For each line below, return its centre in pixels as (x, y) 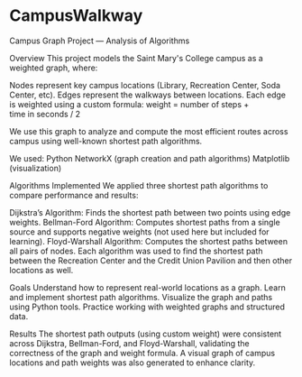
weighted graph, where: (54, 68)
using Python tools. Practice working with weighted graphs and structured (147, 307)
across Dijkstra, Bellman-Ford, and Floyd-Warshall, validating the (129, 343)
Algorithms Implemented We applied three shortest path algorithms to (139, 185)
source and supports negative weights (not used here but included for (139, 232)
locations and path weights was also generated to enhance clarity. (133, 363)
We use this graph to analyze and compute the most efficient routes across (149, 131)
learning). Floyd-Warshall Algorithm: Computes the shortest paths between (149, 241)
